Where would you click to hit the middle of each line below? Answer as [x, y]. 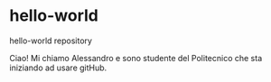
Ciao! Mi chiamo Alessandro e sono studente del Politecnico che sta [136, 58]
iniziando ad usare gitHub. [58, 68]
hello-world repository [51, 41]
